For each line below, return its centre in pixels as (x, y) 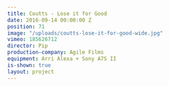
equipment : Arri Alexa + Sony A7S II (62, 59)
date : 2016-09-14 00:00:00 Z (49, 20)
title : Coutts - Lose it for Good (57, 14)
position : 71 (26, 26)
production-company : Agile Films (56, 53)
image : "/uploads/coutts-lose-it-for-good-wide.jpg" (85, 33)
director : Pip (28, 46)
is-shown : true (29, 65)
